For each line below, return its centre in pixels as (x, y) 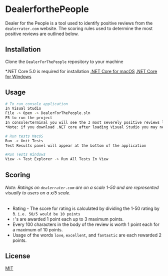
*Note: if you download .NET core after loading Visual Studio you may (81, 127)
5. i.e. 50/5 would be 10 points (46, 213)
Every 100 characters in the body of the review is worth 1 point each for (86, 224)
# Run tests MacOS (24, 136)
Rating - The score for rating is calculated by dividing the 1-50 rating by (86, 208)
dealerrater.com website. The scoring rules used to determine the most (79, 28)
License (18, 256)
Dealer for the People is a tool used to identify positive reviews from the (79, 23)
